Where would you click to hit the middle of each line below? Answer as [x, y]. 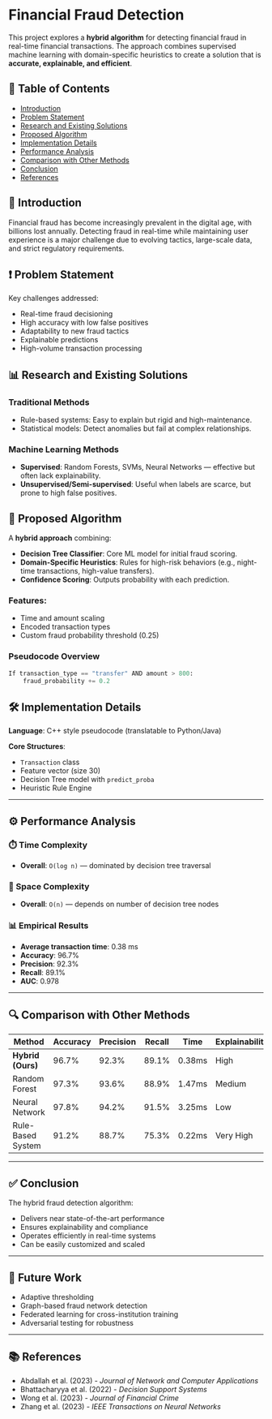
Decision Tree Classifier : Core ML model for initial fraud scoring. [128, 554]
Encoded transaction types [65, 627]
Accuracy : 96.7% [49, 955]
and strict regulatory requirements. [66, 248]
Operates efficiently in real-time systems [88, 1236]
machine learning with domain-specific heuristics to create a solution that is [135, 54]
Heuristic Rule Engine [56, 788]
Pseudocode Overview [54, 656]
